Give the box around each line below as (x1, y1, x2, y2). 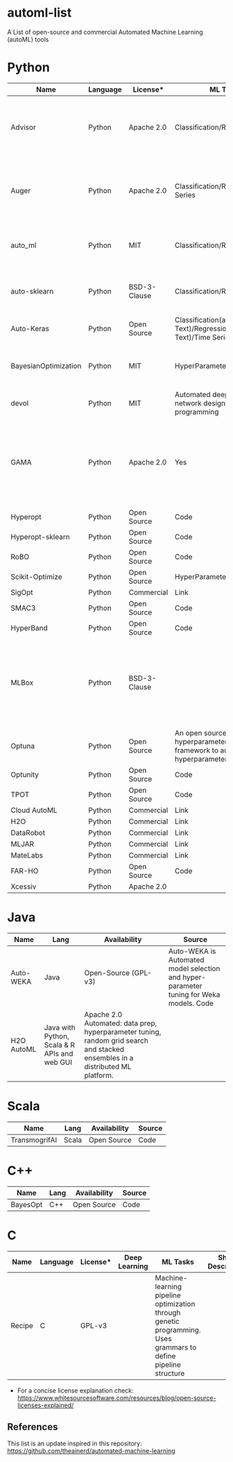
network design (174, 398, 226, 407)
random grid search (84, 1036, 149, 1045)
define (155, 1351, 176, 1361)
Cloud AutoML (10, 805, 58, 815)
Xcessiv (10, 882, 37, 891)
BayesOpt (10, 1200, 43, 1209)
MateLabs (10, 850, 44, 860)
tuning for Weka (168, 989, 221, 999)
